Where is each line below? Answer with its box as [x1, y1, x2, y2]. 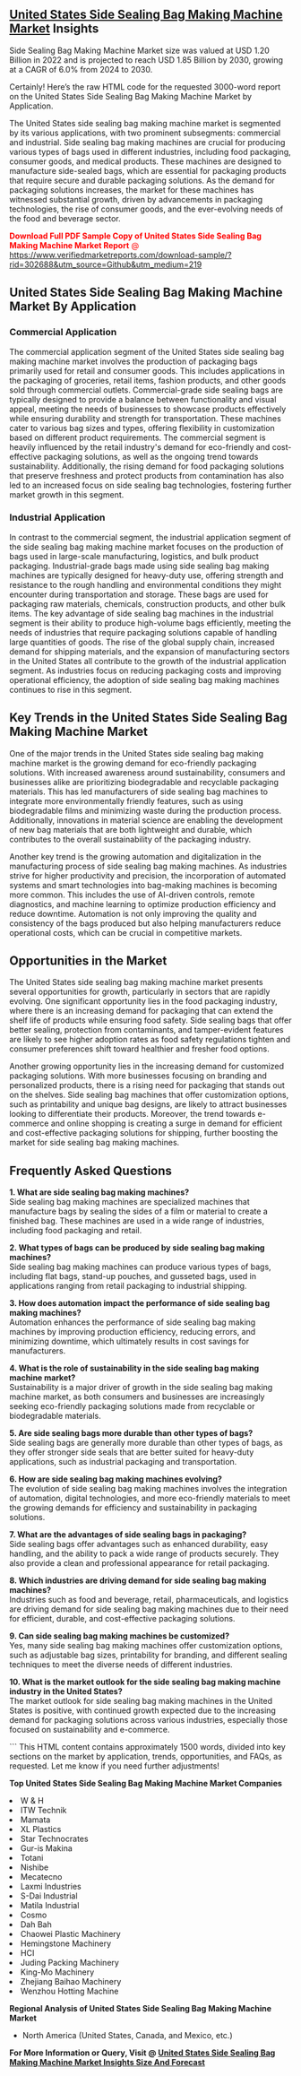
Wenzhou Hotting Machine [21, 1985, 119, 1997]
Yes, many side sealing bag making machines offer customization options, [9, 1640, 283, 1651]
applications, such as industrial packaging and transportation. [9, 1457, 237, 1467]
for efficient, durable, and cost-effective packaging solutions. [9, 1613, 236, 1624]
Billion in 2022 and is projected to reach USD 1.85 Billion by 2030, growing [9, 54, 284, 65]
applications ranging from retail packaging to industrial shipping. [9, 1281, 247, 1292]
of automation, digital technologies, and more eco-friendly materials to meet [9, 1492, 291, 1504]
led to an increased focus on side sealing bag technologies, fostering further [9, 480, 292, 490]
